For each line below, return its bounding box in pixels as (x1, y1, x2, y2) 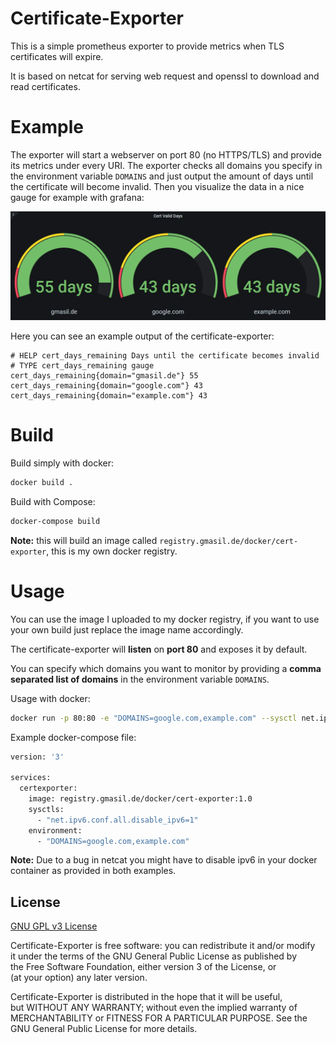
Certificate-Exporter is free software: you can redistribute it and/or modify (10, 940, 316, 952)
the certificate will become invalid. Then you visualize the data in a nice (10, 180, 305, 192)
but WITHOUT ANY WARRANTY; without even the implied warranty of (10, 1002, 298, 1014)
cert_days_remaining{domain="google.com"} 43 (10, 381, 203, 391)
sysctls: (28, 804, 65, 814)
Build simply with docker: (10, 457, 115, 469)
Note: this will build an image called (10, 534, 158, 546)
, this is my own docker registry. (46, 545, 178, 557)
